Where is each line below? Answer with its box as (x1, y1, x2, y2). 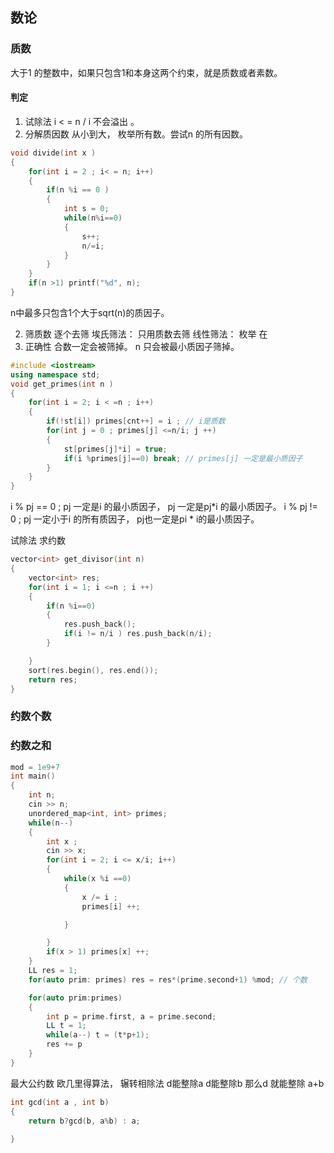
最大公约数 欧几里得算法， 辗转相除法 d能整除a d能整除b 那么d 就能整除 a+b (10, 1077, 325, 1089)
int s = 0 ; (63, 204, 110, 214)
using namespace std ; (10, 369, 101, 380)
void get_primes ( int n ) (10, 379, 114, 389)
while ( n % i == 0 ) (63, 213, 123, 223)
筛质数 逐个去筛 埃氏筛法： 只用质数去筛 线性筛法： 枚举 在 (24, 328, 268, 340)
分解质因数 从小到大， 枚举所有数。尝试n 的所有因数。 (24, 128, 248, 140)
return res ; (28, 674, 78, 685)
